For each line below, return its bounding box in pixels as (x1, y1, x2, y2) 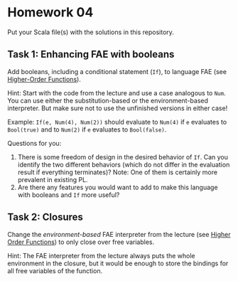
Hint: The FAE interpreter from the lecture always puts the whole (7, 251, 195, 260)
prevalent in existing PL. (17, 175, 88, 184)
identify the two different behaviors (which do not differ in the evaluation (17, 160, 230, 169)
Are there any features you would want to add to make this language (17, 183, 218, 191)
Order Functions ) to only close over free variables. (7, 238, 155, 246)
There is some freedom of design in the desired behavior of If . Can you (17, 152, 229, 161)
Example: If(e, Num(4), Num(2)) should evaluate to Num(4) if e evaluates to (7, 117, 227, 126)
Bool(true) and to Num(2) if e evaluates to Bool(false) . (7, 125, 167, 134)
